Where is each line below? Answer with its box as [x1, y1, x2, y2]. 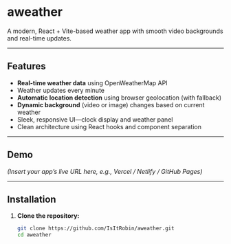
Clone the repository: [16, 212, 80, 220]
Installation [7, 193, 56, 205]
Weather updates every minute [16, 86, 105, 94]
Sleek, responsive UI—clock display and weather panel [16, 115, 173, 124]
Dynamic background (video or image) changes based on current [16, 100, 205, 109]
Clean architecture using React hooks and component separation [16, 122, 201, 131]
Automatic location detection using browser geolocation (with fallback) [16, 93, 222, 102]
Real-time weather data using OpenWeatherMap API [16, 78, 168, 87]
